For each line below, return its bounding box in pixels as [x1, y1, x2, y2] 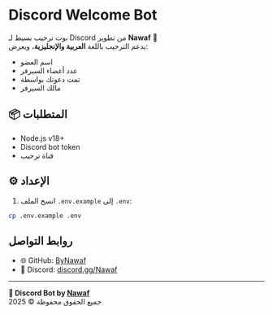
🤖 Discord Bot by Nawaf [8, 288, 90, 298]
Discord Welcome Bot [8, 6, 158, 24]
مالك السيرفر [19, 83, 61, 93]
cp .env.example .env [8, 212, 82, 220]
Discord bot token [19, 142, 80, 151]
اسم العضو [19, 57, 53, 67]
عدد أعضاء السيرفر [19, 65, 78, 75]
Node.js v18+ [19, 133, 65, 143]
